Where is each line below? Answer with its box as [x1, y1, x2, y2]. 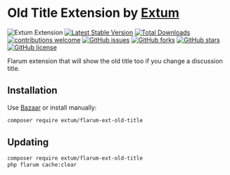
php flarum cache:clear [7, 162, 77, 169]
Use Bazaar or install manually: [7, 103, 97, 112]
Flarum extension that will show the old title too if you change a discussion [7, 56, 223, 65]
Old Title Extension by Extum [7, 5, 179, 21]
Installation [7, 84, 58, 96]
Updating [7, 136, 49, 148]
